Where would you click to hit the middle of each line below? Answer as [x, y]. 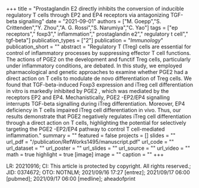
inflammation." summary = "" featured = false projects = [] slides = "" [91, 135]
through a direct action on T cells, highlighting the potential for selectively [96, 123]
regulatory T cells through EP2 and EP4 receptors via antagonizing [88, 15]
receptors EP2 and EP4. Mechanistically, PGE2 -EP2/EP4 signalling [88, 97]
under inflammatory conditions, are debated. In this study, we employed [94, 66]
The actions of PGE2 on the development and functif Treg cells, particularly [99, 59]
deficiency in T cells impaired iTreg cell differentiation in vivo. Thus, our [94, 110]
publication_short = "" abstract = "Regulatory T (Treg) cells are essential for [99, 47]
